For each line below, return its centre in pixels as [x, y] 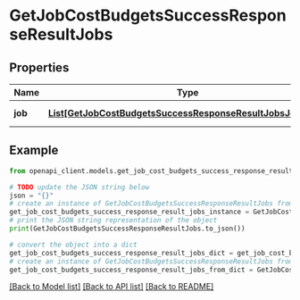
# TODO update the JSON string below [79, 187]
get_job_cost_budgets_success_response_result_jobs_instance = [129, 212]
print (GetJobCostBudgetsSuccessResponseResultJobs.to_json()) [127, 229]
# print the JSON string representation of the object [113, 221]
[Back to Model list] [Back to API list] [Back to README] [112, 287]
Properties [39, 67]
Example [34, 150]
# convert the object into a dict [74, 245]
